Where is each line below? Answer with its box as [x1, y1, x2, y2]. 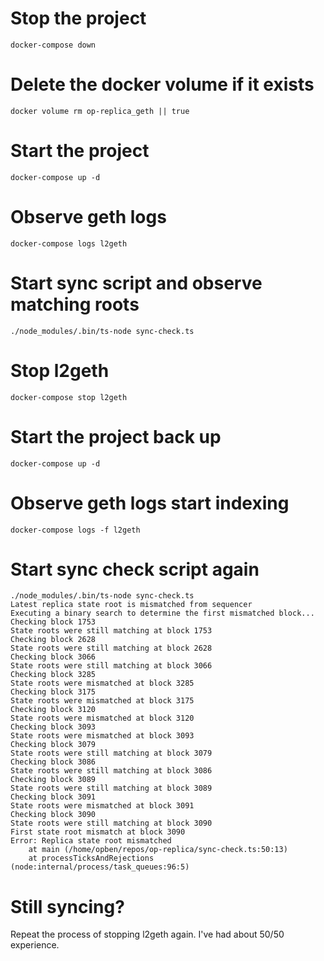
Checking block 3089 [10, 775, 97, 785]
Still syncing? [10, 895, 125, 918]
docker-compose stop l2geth [10, 392, 128, 402]
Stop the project [10, 7, 147, 30]
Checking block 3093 [10, 722, 97, 732]
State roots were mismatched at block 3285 [10, 678, 195, 689]
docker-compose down [10, 40, 97, 50]
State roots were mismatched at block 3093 [10, 731, 195, 741]
